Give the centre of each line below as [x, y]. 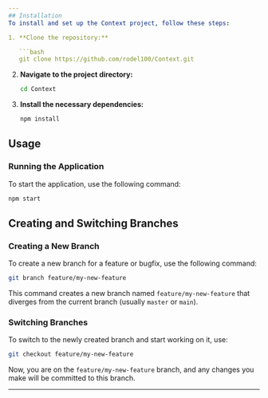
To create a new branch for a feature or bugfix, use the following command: [133, 263]
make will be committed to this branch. [72, 378]
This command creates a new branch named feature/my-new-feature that [129, 294]
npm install [39, 119]
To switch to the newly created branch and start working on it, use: [118, 340]
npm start [25, 199]
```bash [32, 52]
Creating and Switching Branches [93, 223]
